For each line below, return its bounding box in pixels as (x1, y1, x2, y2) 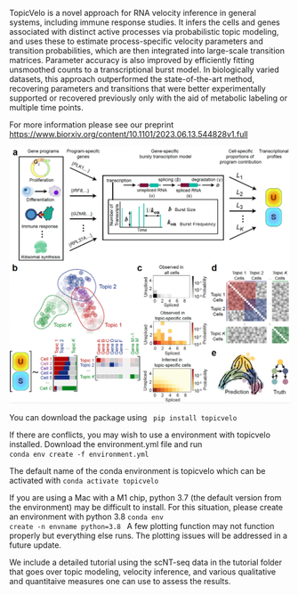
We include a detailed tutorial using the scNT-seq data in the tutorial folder (9, 557, 283, 568)
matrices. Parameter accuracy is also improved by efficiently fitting (9, 55, 255, 65)
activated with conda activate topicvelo (9, 476, 159, 486)
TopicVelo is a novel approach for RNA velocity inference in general (9, 8, 256, 18)
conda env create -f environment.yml (9, 450, 149, 460)
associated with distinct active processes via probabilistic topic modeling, (9, 27, 279, 37)
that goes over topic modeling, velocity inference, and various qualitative (9, 566, 277, 577)
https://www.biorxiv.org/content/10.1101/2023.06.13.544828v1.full (9, 129, 248, 139)
